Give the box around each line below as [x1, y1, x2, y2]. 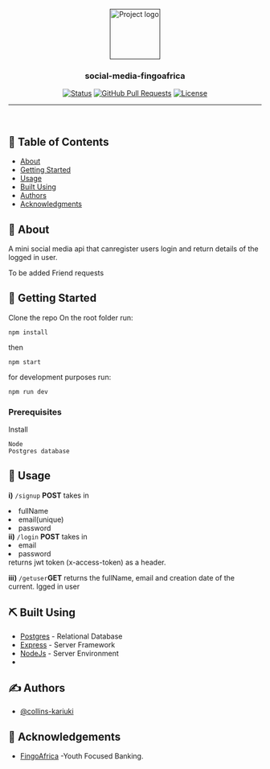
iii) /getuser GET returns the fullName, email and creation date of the [8, 573, 235, 582]
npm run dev [8, 387, 48, 395]
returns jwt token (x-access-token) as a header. [8, 557, 166, 567]
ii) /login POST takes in [8, 531, 88, 541]
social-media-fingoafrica [84, 70, 186, 81]
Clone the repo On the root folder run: [8, 312, 134, 322]
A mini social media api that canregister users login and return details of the [8, 243, 259, 254]
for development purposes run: [8, 372, 112, 382]
